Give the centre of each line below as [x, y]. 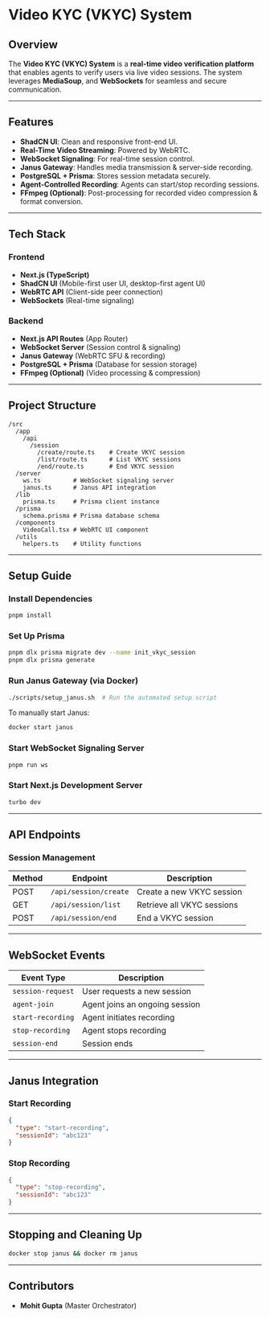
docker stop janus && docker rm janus [73, 1253]
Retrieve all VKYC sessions [187, 905]
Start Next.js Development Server [76, 786]
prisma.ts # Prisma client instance [91, 501]
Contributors [41, 1286]
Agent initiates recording [128, 1017]
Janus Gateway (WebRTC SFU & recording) [93, 355]
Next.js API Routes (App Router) [74, 339]
